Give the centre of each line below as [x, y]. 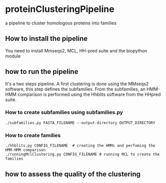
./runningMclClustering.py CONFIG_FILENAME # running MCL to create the [82, 155]
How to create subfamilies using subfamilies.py [64, 112]
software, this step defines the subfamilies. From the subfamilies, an [75, 89]
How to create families [33, 135]
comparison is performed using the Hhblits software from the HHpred [89, 94]
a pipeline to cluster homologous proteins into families [61, 23]
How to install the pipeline [46, 39]
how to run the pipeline [42, 72]
